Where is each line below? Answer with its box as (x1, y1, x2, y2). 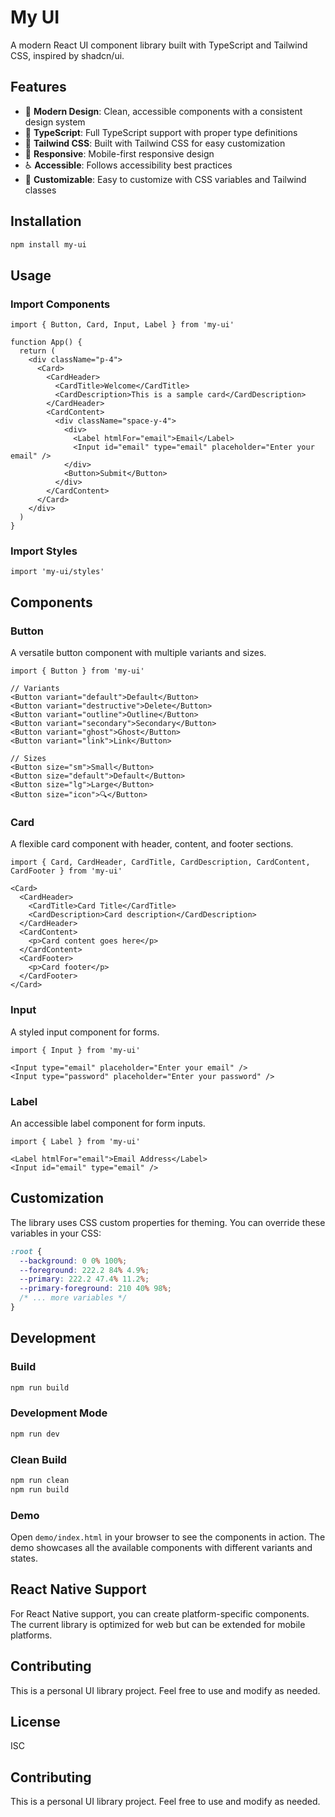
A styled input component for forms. (10, 1026, 160, 1038)
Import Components (10, 297, 111, 311)
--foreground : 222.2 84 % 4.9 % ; (19, 1265, 150, 1275)
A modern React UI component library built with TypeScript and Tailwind (10, 39, 308, 51)
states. (10, 1552, 38, 1565)
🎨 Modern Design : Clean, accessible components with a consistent (24, 105, 303, 117)
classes (24, 184, 57, 196)
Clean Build (10, 1452, 68, 1466)
